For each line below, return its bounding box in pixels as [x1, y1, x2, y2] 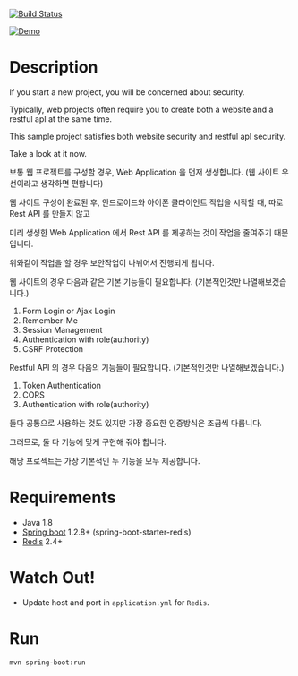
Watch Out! [9, 568, 96, 588]
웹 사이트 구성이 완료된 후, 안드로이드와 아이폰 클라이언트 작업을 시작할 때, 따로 [9, 197, 284, 208]
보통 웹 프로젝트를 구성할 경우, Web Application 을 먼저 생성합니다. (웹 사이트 [9, 167, 280, 177]
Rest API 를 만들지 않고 [9, 208, 91, 218]
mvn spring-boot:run [9, 658, 87, 667]
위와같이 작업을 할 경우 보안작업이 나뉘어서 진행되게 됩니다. [9, 257, 215, 268]
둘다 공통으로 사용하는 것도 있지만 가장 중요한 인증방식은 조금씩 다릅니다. [9, 417, 262, 428]
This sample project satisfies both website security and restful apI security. [9, 131, 286, 141]
